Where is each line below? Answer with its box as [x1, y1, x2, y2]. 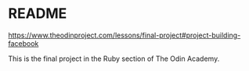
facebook [8, 38, 39, 48]
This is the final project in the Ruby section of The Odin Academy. [8, 54, 220, 63]
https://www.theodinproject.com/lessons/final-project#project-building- [8, 30, 241, 40]
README [8, 5, 67, 23]
